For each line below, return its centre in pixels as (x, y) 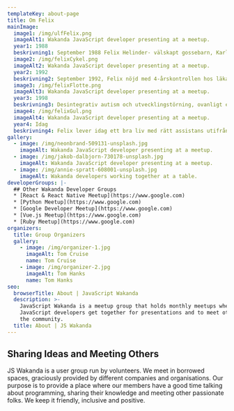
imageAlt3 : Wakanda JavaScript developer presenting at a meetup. (112, 92)
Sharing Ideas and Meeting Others (83, 354)
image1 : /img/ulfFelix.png (53, 33)
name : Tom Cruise (51, 261)
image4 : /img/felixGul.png (53, 111)
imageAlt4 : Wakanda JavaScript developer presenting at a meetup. (112, 117)
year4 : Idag (31, 124)
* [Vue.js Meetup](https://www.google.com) (77, 215)
